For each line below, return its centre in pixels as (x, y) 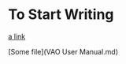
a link (17, 36)
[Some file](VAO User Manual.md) (63, 51)
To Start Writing (61, 15)
